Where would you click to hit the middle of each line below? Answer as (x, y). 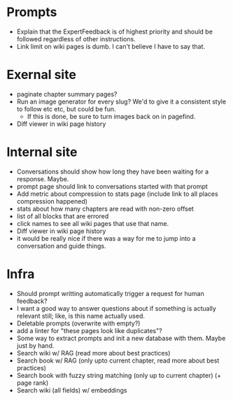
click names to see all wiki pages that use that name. (93, 223)
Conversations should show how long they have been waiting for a (113, 171)
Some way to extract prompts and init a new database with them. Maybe (121, 338)
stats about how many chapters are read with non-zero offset (105, 209)
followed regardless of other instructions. (76, 38)
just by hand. (35, 345)
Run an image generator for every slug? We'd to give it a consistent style (121, 101)
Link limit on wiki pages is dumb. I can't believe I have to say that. (111, 46)
